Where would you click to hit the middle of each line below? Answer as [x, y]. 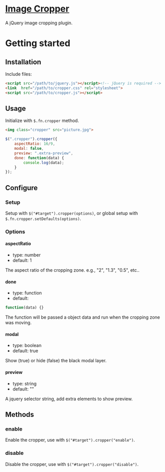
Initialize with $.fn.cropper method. [42, 121]
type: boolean [27, 346]
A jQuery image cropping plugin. [39, 23]
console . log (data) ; [44, 162]
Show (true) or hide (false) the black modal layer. [56, 361]
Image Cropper [37, 9]
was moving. [18, 323]
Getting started [38, 43]
